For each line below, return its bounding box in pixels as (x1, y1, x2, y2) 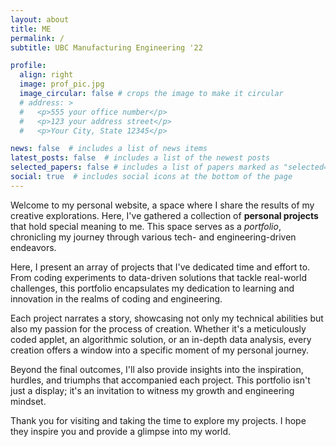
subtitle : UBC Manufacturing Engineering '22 (10, 42, 203, 53)
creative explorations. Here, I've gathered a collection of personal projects (10, 209, 319, 221)
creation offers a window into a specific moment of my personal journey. (10, 344, 310, 356)
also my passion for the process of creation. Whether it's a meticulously (10, 322, 307, 335)
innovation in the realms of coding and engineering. (10, 292, 223, 305)
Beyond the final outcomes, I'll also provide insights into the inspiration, (10, 363, 304, 375)
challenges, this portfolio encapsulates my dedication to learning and (10, 282, 295, 294)
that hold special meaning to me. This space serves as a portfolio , (10, 220, 282, 232)
